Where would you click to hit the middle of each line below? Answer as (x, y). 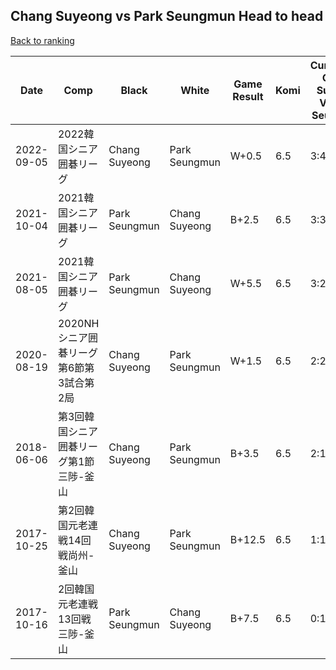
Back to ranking (42, 40)
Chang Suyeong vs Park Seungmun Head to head (167, 16)
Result (248, 96)
